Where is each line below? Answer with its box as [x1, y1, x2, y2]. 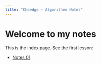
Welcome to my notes [5, 28, 97, 39]
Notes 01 [12, 54, 31, 60]
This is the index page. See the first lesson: [5, 45, 93, 51]
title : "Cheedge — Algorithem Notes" [5, 7, 83, 12]
